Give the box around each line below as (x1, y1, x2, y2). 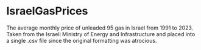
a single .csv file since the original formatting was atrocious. (6, 37, 157, 44)
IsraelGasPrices (6, 4, 88, 18)
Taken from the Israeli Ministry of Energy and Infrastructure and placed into (6, 30, 196, 37)
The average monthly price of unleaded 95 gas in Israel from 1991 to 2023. (6, 24, 194, 31)
